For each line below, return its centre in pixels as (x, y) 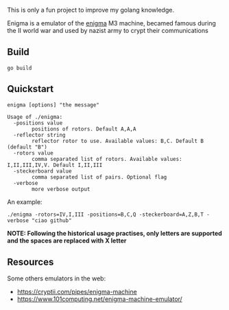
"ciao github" (52, 220)
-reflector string (40, 135)
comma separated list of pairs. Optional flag (99, 177)
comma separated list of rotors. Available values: (107, 159)
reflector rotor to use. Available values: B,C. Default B (118, 141)
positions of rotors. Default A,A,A (84, 129)
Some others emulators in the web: (57, 278)
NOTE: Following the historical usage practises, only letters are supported (115, 233)
